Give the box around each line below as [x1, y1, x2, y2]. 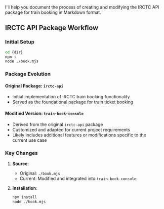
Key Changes [5, 149, 38, 156]
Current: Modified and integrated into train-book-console [19, 175, 137, 181]
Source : [12, 161, 29, 167]
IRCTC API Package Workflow [5, 24, 99, 32]
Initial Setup [5, 39, 35, 45]
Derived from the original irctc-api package [12, 121, 103, 127]
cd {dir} [5, 49, 23, 55]
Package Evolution [5, 71, 51, 78]
